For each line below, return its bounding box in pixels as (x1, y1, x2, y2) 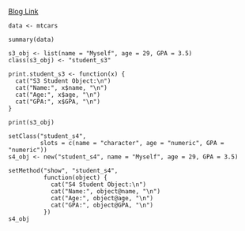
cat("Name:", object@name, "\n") (50, 188, 160, 196)
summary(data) (8, 35, 55, 43)
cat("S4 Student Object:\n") (50, 181, 147, 188)
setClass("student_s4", (8, 132, 87, 140)
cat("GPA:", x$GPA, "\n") (15, 98, 101, 106)
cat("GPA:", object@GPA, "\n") (50, 201, 154, 209)
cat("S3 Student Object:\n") (15, 77, 111, 85)
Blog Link (8, 7, 39, 16)
